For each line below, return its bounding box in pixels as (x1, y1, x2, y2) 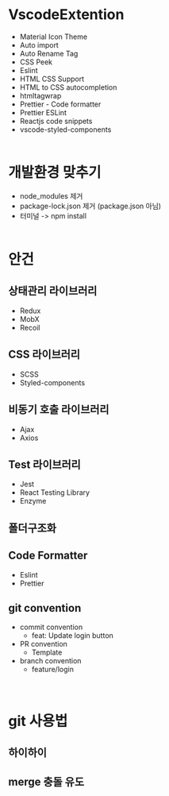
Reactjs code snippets (19, 116, 93, 126)
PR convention (19, 640, 67, 649)
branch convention (19, 656, 82, 666)
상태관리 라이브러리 (8, 284, 98, 298)
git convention (8, 601, 82, 615)
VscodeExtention (8, 6, 125, 24)
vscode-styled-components (19, 125, 112, 134)
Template (31, 647, 63, 657)
